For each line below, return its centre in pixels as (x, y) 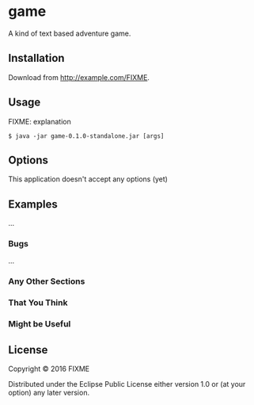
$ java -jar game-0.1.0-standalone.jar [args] (86, 136)
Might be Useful (40, 324)
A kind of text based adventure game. (70, 33)
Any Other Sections (47, 281)
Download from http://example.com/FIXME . (79, 77)
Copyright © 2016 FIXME (49, 369)
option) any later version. (49, 393)
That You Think (38, 303)
